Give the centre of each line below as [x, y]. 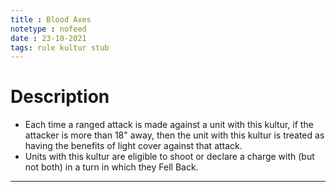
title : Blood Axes [51, 19]
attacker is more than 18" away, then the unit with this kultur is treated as [174, 135]
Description [60, 97]
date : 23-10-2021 [48, 38]
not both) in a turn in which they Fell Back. [111, 167]
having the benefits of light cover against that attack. [133, 146]
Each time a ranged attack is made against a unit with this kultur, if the [169, 125]
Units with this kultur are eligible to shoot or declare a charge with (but [169, 157]
